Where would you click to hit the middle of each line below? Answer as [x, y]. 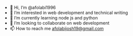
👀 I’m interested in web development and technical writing [69, 13]
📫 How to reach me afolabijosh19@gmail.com [57, 28]
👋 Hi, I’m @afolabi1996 [33, 8]
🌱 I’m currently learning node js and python [54, 18]
